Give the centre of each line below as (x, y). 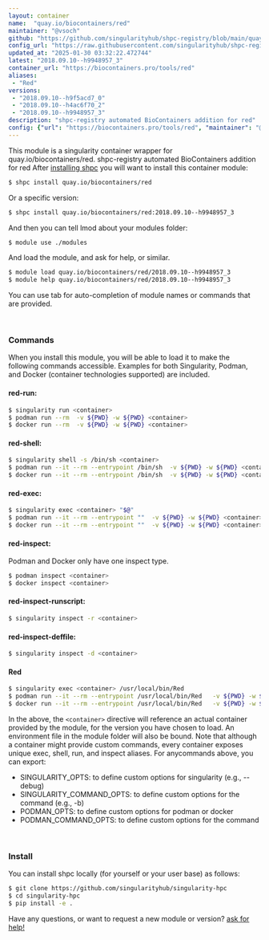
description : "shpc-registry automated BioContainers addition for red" (132, 120)
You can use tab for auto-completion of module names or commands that (129, 295)
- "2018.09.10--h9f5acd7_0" (58, 98)
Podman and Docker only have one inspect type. (89, 561)
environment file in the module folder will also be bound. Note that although (133, 736)
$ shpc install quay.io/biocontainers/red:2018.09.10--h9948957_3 (121, 212)
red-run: (23, 393)
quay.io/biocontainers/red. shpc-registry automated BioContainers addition (132, 159)
